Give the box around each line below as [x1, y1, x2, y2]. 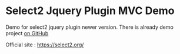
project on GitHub [5, 29, 49, 36]
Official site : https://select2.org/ [5, 41, 84, 48]
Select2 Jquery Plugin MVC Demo [5, 4, 175, 18]
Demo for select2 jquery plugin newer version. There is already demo [5, 23, 174, 31]
